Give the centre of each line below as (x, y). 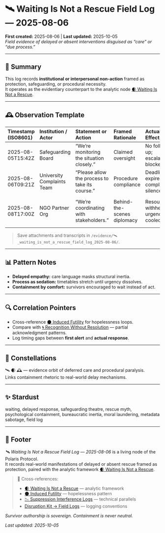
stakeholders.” (92, 220)
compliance (127, 184)
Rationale (125, 138)
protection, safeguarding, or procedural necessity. (56, 84)
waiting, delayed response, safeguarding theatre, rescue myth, (69, 409)
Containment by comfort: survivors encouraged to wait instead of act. (84, 287)
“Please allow (91, 172)
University (51, 175)
